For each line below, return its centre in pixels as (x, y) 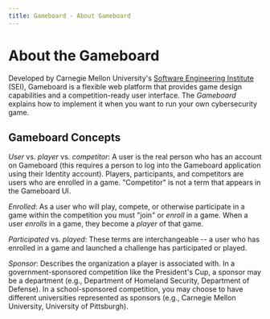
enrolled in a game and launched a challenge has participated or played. (128, 248)
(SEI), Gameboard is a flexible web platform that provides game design (125, 86)
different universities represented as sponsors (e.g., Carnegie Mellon (122, 298)
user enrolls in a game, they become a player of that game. (106, 224)
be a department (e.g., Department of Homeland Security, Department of (129, 281)
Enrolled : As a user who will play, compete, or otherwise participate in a (127, 207)
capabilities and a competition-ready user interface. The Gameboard (123, 95)
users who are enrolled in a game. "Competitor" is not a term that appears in (135, 183)
